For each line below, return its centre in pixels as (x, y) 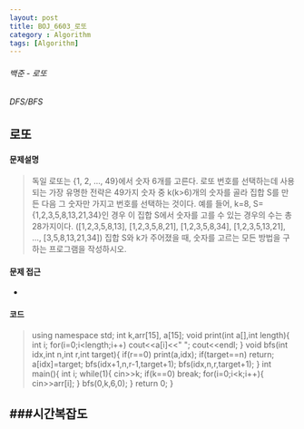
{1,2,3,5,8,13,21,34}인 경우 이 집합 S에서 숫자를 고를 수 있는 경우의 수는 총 (162, 215)
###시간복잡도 (49, 414)
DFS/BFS (26, 102)
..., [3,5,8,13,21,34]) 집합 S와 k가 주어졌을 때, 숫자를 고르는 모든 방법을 (156, 238)
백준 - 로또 (28, 73)
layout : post (34, 18)
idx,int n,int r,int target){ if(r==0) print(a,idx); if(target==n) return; (153, 354)
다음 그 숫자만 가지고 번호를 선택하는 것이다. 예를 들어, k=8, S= (152, 204)
